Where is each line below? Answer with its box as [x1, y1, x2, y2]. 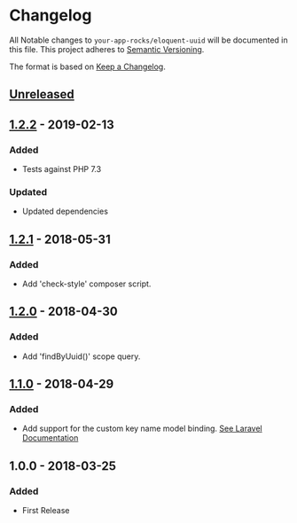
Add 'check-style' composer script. [21, 278, 152, 289]
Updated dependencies [21, 206, 109, 217]
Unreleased [9, 87, 75, 102]
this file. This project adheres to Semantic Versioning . [9, 43, 205, 54]
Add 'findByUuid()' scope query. [21, 351, 141, 362]
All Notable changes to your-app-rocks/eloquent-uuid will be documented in [9, 35, 288, 45]
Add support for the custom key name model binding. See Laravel [21, 423, 263, 434]
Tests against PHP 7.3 [21, 164, 102, 175]
